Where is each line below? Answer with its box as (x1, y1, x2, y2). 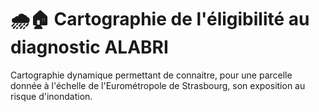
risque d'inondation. (10, 90, 93, 102)
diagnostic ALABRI (10, 36, 169, 59)
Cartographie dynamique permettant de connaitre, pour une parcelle (10, 69, 293, 81)
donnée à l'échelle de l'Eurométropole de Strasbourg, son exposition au (10, 79, 306, 91)
